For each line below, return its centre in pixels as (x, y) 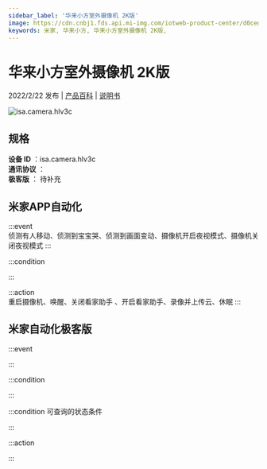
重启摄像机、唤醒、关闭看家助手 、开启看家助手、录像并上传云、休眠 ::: (124, 301)
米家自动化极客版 (50, 329)
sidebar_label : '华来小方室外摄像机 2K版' (74, 16)
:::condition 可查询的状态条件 (56, 411)
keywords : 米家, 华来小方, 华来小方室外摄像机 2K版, (88, 30)
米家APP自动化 (45, 206)
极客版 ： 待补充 (35, 179)
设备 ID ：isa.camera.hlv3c (52, 159)
